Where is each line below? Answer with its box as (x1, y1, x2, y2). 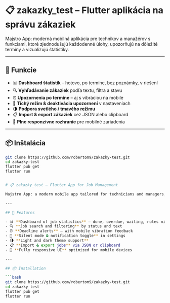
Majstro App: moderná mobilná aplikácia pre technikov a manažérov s (5, 36, 151, 42)
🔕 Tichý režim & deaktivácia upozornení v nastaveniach (12, 100, 131, 106)
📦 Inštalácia (5, 139, 46, 148)
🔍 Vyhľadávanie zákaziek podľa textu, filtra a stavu (12, 87, 122, 93)
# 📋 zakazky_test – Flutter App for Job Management (5, 183, 118, 188)
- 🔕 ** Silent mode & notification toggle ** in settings (5, 233, 125, 239)
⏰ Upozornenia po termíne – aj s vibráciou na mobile (12, 94, 124, 100)
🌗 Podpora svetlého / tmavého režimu (12, 106, 95, 112)
